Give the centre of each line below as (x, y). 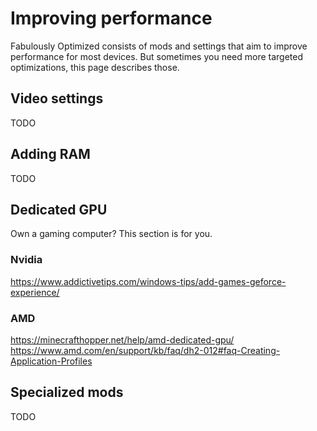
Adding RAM (50, 154)
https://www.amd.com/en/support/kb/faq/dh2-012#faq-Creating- (145, 350)
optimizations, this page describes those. (95, 67)
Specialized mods (67, 392)
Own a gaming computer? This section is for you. (111, 234)
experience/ (35, 292)
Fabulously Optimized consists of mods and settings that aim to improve (159, 46)
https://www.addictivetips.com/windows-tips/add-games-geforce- (148, 281)
